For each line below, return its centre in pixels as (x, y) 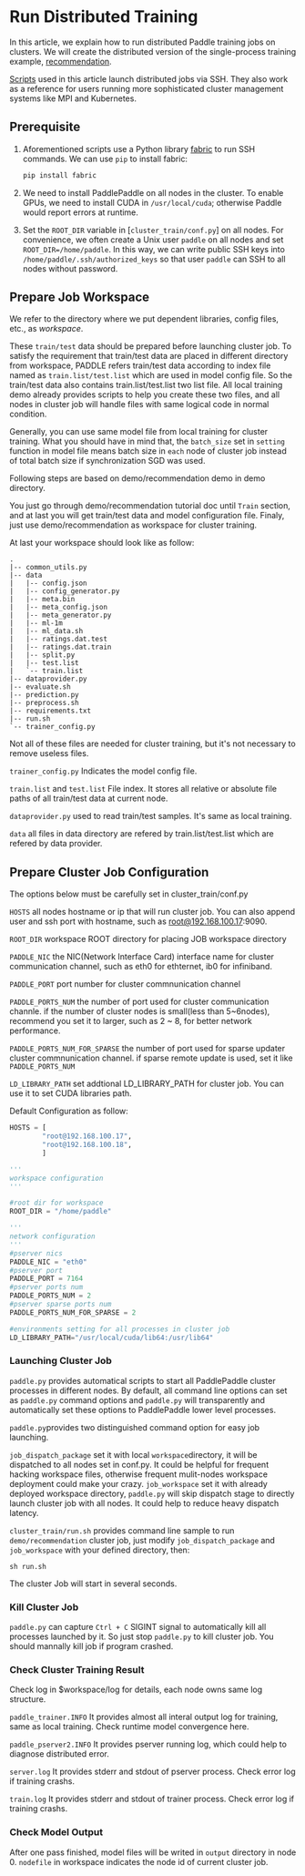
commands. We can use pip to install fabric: (105, 159)
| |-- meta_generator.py (61, 615)
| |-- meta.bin (42, 600)
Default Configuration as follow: (69, 1111)
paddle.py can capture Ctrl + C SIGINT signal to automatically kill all (138, 1627)
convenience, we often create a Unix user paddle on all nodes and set (153, 240)
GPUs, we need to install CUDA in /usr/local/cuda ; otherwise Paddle (152, 202)
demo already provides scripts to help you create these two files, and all (145, 395)
